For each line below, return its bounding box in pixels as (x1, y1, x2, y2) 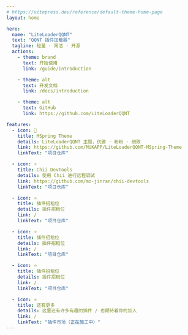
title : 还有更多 (17, 302, 55, 308)
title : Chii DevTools (17, 167, 72, 173)
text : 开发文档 (22, 82, 58, 89)
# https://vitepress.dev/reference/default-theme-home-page (6, 9, 164, 15)
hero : (6, 26, 20, 32)
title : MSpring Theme (17, 133, 72, 139)
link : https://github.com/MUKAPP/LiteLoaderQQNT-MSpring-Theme (17, 145, 182, 151)
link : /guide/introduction (22, 66, 92, 72)
